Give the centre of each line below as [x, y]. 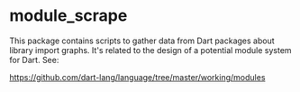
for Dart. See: [34, 60]
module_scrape [68, 16]
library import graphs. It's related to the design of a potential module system [150, 50]
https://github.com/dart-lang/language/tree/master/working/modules [137, 77]
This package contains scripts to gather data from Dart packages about [142, 41]
